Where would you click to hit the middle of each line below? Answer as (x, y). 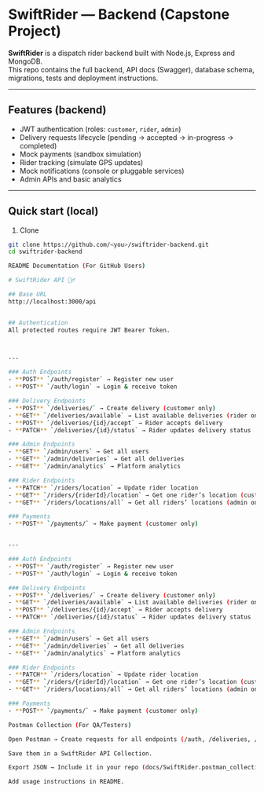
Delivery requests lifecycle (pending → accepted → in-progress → (126, 137)
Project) (35, 31)
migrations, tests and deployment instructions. (83, 78)
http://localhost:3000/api (52, 301)
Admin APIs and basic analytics (70, 179)
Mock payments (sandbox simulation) (80, 154)
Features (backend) (57, 110)
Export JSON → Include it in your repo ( (77, 768)
